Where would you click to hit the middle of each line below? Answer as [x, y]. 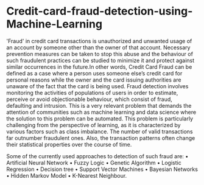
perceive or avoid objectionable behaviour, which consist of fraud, [89, 99]
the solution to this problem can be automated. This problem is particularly [100, 118]
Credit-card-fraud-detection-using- [100, 11]
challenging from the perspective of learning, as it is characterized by [93, 125]
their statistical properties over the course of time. [69, 144]
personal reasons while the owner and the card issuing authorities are [94, 80]
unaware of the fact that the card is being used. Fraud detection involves [97, 86]
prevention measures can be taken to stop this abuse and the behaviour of [100, 54]
